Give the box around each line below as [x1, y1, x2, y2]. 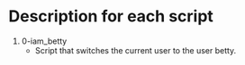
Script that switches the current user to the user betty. [34, 45, 237, 55]
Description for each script [8, 6, 213, 27]
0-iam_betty [21, 36, 68, 46]
